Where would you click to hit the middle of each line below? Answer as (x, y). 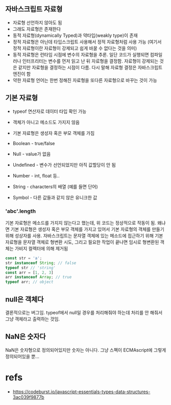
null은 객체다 (25, 299)
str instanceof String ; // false (41, 263)
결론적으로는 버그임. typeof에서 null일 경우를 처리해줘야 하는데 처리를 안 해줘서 (84, 312)
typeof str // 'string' (31, 268)
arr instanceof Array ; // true (39, 277)
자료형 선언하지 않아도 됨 (37, 23)
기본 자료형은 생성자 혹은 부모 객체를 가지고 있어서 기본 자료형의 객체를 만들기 (88, 229)
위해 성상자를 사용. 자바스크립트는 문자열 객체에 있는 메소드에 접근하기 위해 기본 (84, 235)
